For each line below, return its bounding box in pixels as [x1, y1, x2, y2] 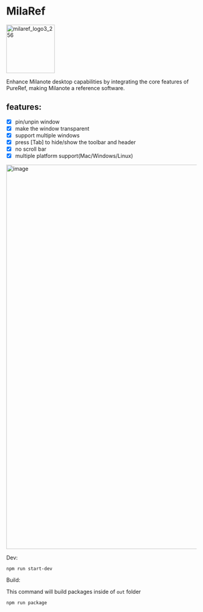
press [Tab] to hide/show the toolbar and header [14, 138, 136, 146]
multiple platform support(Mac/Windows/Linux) [14, 153, 134, 160]
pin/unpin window [14, 118, 60, 125]
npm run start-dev [6, 566, 53, 572]
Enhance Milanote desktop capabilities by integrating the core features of [6, 77, 189, 85]
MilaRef [6, 4, 46, 18]
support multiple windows [14, 131, 80, 139]
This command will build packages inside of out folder [6, 588, 141, 596]
